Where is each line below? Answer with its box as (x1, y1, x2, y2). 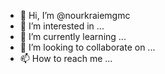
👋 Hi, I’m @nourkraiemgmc (19, 10, 131, 21)
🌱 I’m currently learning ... (19, 31, 127, 42)
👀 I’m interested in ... (19, 20, 105, 32)
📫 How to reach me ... (19, 53, 113, 64)
